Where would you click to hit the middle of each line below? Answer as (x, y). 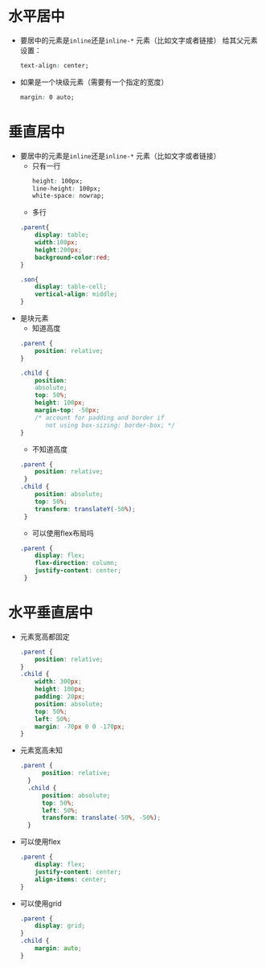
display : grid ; (60, 926)
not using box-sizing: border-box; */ (110, 425)
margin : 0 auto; (47, 97)
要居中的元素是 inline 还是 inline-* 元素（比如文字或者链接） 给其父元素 (139, 40)
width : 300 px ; (58, 682)
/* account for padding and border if (100, 418)
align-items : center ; (71, 879)
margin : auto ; (58, 949)
